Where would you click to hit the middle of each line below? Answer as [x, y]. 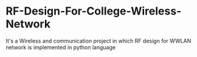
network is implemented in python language [61, 47]
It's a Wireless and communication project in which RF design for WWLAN [98, 41]
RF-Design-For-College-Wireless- [94, 11]
